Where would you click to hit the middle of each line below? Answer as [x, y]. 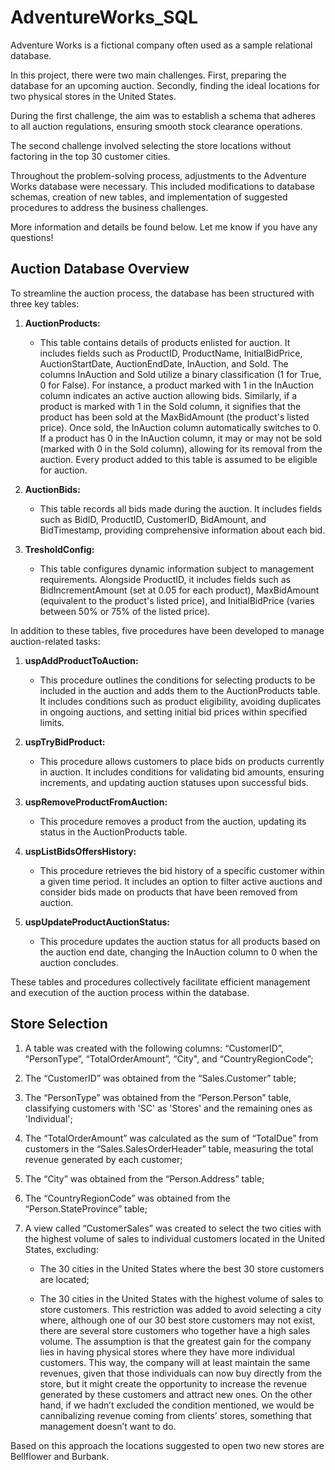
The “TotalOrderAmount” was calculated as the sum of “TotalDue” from [171, 1138]
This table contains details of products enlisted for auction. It [165, 342]
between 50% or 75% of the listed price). [125, 611]
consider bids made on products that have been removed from [168, 892]
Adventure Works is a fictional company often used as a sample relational [161, 45]
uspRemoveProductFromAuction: [96, 802]
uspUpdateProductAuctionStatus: [97, 922]
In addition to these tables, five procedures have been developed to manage [167, 630]
